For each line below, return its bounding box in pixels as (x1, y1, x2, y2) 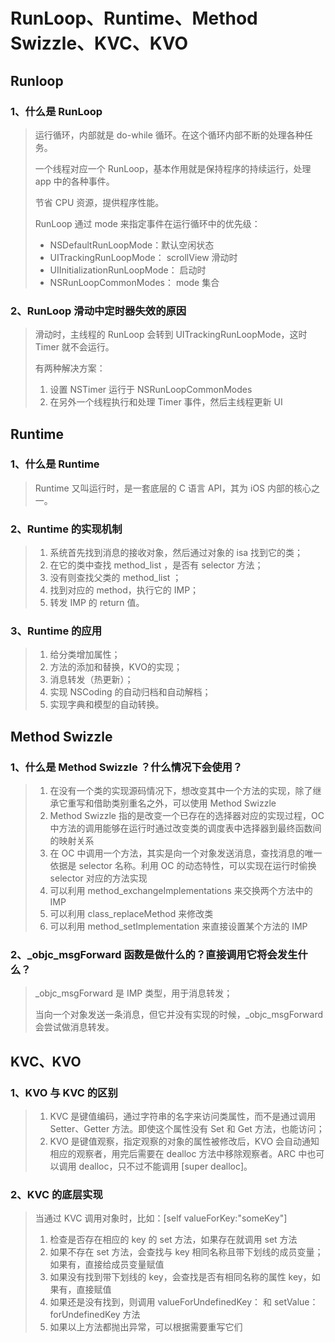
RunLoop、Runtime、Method (10, 7, 258, 30)
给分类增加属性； (49, 649, 121, 661)
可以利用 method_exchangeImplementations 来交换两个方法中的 (49, 885, 313, 897)
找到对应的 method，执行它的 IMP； (49, 584, 200, 596)
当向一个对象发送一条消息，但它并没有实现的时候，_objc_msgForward (34, 1009, 324, 1021)
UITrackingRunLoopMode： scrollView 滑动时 (49, 251, 238, 263)
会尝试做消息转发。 (34, 1021, 115, 1033)
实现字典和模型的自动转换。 (49, 699, 165, 711)
